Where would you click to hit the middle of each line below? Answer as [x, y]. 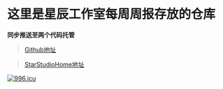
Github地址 [40, 49]
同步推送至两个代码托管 [41, 35]
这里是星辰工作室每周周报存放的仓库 [111, 14]
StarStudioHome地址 [54, 64]
